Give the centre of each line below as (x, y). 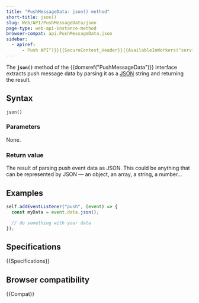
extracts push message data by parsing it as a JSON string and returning (95, 73)
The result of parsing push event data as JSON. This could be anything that (98, 168)
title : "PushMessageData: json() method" (58, 12)
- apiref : (23, 45)
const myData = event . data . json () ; (55, 212)
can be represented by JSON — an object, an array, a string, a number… (94, 174)
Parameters (23, 127)
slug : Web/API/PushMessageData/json (51, 23)
